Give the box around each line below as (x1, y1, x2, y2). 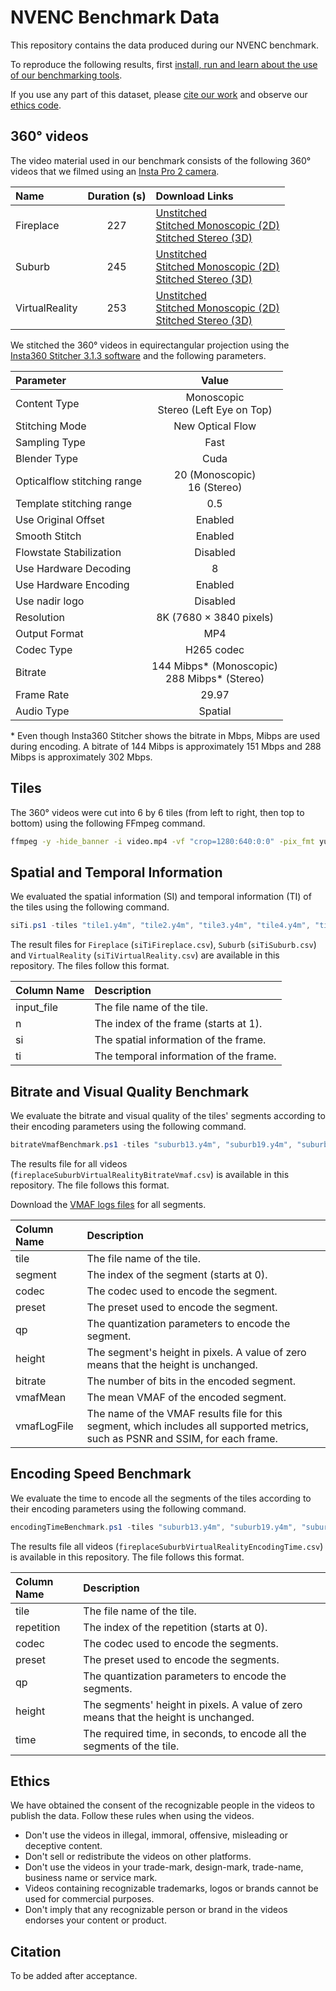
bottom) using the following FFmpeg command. (10, 817, 206, 829)
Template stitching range (15, 496, 133, 510)
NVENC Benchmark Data (10, 6, 220, 29)
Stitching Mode (15, 419, 87, 433)
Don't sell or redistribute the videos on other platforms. (24, 1851, 252, 1863)
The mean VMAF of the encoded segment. (86, 1390, 287, 1404)
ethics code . (10, 99, 62, 111)
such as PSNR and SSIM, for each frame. (86, 1431, 278, 1445)
